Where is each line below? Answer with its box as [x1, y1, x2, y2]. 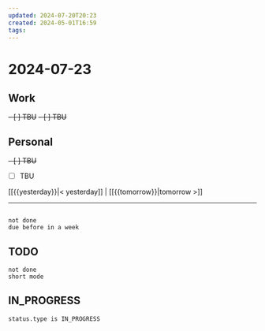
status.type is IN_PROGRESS [8, 314, 101, 323]
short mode [8, 273, 44, 281]
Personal [8, 135, 54, 148]
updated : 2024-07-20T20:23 [8, 11, 97, 20]
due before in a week [8, 224, 80, 232]
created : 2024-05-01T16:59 [8, 19, 97, 27]
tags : [8, 26, 26, 34]
